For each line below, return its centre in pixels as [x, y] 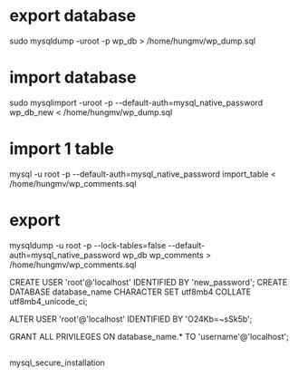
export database [73, 16]
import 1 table [62, 149]
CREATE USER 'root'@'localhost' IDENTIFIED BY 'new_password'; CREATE [149, 282]
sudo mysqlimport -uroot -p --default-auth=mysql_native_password [136, 102]
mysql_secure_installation [58, 362]
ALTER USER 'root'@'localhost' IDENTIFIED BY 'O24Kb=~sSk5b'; [131, 319]
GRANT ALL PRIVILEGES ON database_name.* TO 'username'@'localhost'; [149, 336]
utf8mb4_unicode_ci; [48, 301]
